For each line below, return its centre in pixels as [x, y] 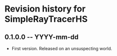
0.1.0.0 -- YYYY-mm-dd [42, 37]
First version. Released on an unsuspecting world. [62, 49]
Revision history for [45, 9]
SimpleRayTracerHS [46, 19]
